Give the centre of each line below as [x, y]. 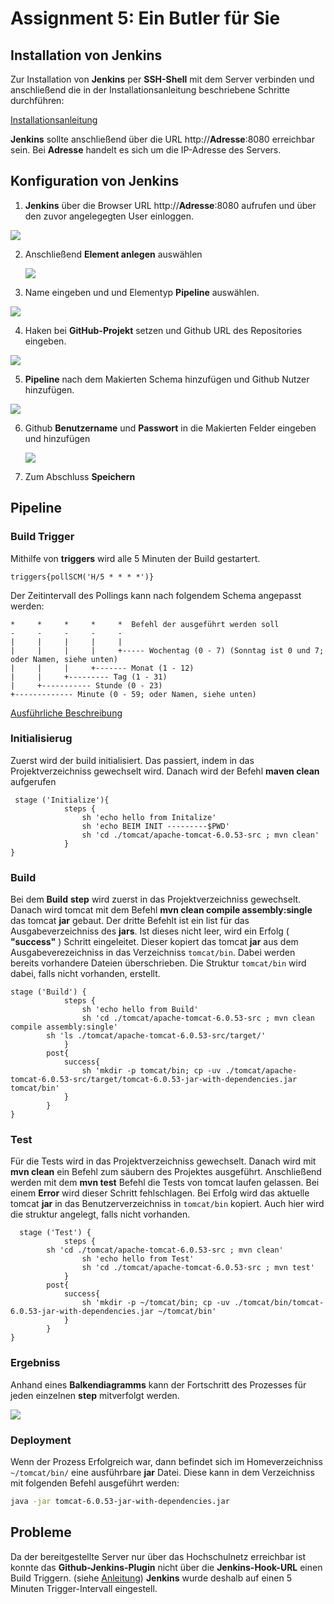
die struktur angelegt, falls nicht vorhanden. [100, 1214]
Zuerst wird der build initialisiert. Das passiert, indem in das [132, 760]
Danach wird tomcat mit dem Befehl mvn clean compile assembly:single [161, 910]
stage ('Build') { [48, 992]
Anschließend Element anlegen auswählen [113, 254]
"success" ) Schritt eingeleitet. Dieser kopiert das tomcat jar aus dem [154, 942]
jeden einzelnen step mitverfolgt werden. [95, 1395]
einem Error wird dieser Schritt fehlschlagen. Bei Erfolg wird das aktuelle [160, 1193]
